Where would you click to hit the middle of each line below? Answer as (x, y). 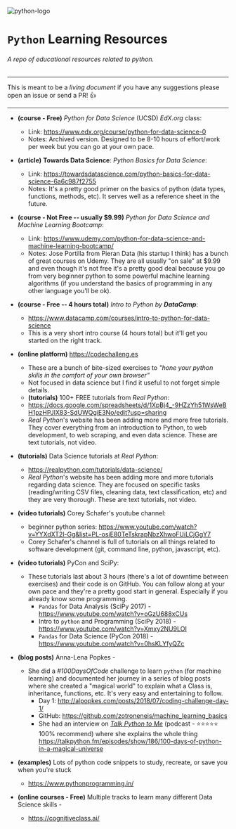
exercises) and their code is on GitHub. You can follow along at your (126, 584)
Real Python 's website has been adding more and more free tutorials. (128, 420)
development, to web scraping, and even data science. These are (123, 435)
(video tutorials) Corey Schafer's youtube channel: (92, 513)
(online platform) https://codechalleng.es (78, 354)
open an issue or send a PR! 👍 (52, 96)
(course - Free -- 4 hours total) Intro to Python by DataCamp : (108, 304)
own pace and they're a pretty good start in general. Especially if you (128, 591)
